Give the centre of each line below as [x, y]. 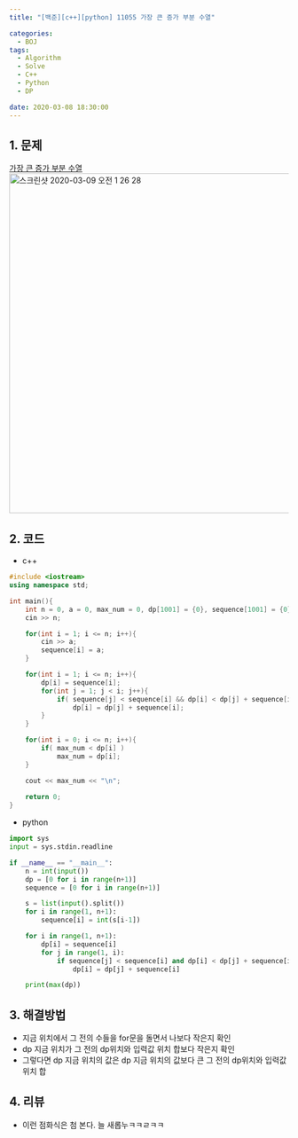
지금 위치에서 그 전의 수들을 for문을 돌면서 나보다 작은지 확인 [126, 1038]
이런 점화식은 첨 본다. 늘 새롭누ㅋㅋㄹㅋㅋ [93, 1125]
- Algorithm [39, 59]
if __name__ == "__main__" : [61, 863]
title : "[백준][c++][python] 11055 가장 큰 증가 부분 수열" [112, 17]
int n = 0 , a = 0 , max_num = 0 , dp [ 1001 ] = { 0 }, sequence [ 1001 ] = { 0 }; [160, 609]
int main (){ [31, 601]
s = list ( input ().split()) [75, 904]
